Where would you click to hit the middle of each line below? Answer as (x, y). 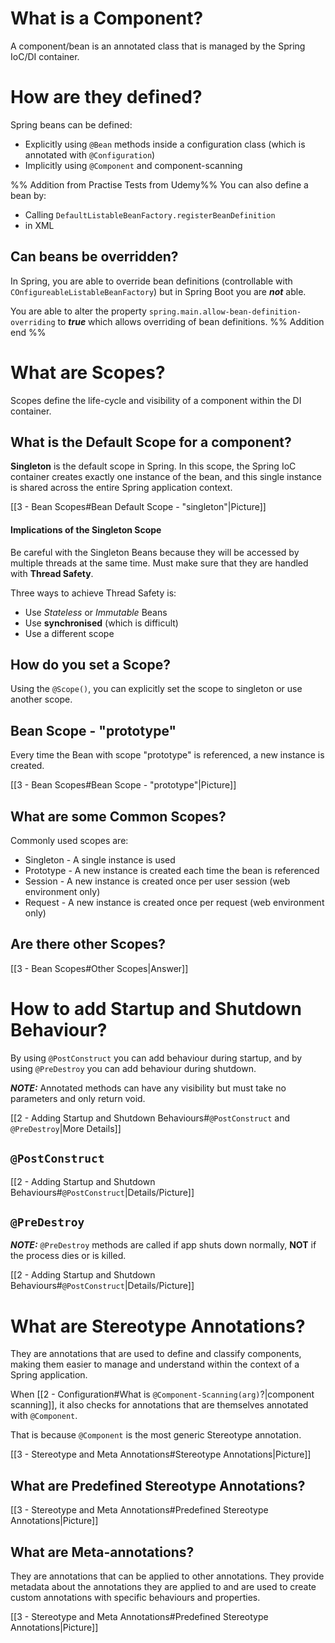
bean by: (28, 195)
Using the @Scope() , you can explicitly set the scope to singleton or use (156, 689)
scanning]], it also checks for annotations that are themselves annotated (159, 1405)
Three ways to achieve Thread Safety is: (93, 593)
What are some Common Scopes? (118, 816)
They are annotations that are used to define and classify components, (156, 1354)
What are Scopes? (88, 372)
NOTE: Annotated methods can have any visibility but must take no (148, 1088)
